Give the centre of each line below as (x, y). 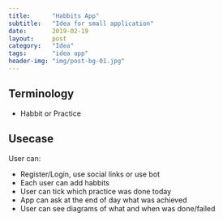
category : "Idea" (41, 46)
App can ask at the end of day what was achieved (103, 200)
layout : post (38, 38)
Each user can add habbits (64, 182)
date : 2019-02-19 (49, 31)
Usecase (31, 139)
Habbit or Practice (50, 113)
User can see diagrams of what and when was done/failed (118, 208)
